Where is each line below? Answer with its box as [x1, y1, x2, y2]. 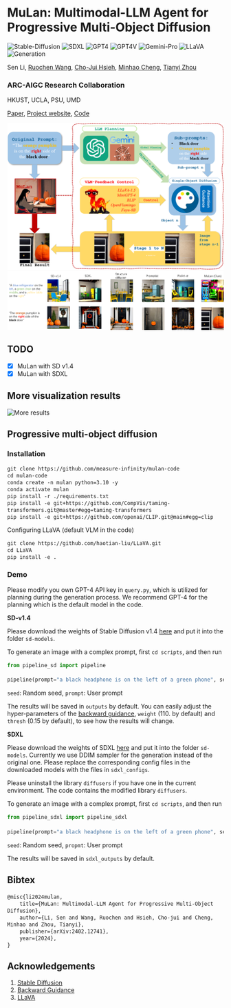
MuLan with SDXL [16, 369, 68, 377]
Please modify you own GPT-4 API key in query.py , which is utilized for [7, 585, 208, 594]
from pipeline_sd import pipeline [7, 662, 107, 669]
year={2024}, [19, 935, 57, 942]
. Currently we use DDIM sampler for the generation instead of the [25, 751, 213, 760]
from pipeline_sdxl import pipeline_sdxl [7, 814, 128, 821]
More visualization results [7, 390, 121, 402]
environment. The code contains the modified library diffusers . [7, 787, 188, 795]
